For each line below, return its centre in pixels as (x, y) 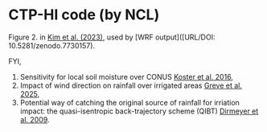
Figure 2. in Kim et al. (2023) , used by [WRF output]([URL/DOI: (112, 37)
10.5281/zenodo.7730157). (51, 45)
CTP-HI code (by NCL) (84, 15)
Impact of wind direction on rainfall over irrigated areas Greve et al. (131, 85)
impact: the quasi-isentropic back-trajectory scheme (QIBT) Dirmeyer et (139, 111)
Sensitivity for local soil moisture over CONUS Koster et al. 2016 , (126, 76)
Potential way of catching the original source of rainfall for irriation (129, 102)
